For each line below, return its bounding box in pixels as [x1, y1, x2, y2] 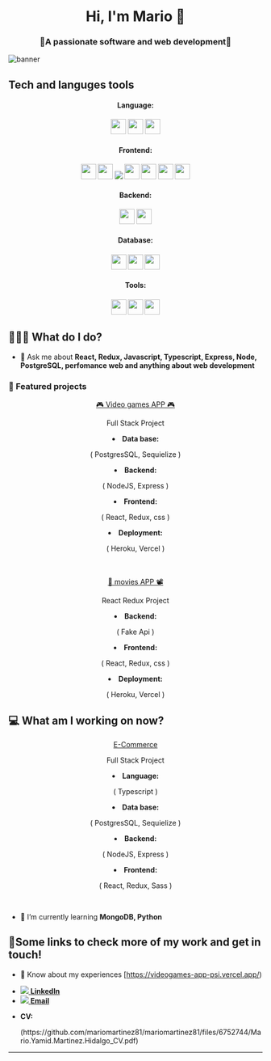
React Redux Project [102, 595, 169, 605]
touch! [8, 948, 42, 962]
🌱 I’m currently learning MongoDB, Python [19, 911, 163, 921]
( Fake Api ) [116, 627, 155, 636]
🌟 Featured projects [8, 380, 87, 391]
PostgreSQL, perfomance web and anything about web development [19, 360, 256, 370]
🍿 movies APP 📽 [107, 577, 164, 586]
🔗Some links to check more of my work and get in [8, 936, 261, 949]
